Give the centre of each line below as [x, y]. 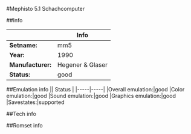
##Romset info [25, 125]
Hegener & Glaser [82, 65]
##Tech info [21, 114]
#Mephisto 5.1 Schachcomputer [46, 9]
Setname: [23, 45]
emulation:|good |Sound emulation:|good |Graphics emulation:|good [91, 96]
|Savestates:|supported [35, 102]
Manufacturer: [31, 65]
